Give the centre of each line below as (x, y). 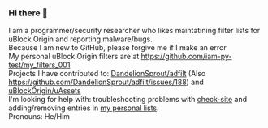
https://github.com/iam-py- (187, 57)
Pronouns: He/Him (39, 117)
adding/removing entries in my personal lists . (84, 108)
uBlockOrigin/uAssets (45, 91)
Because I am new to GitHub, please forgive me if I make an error (117, 48)
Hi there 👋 (28, 13)
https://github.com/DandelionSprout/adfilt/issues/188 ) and (106, 82)
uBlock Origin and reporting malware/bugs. (80, 39)
